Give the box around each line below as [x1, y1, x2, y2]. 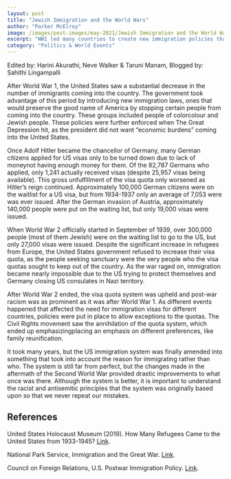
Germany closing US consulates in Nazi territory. [7, 277, 145, 285]
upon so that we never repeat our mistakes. [7, 391, 131, 400]
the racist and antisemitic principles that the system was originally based [7, 384, 213, 392]
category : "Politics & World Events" [7, 42, 115, 49]
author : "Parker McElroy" [7, 23, 81, 30]
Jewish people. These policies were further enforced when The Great [7, 119, 204, 126]
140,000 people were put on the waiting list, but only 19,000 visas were [7, 205, 208, 213]
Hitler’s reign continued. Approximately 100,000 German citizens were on [7, 183, 214, 191]
